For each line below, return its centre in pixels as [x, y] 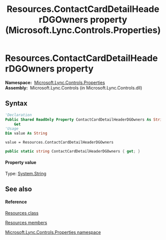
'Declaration [19, 115]
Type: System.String [26, 174]
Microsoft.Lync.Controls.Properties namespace [53, 232]
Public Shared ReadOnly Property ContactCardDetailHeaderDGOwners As [78, 120]
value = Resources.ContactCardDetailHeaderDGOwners [59, 143]
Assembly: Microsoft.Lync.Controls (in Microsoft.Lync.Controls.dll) [74, 87]
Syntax [16, 104]
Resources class [22, 213]
